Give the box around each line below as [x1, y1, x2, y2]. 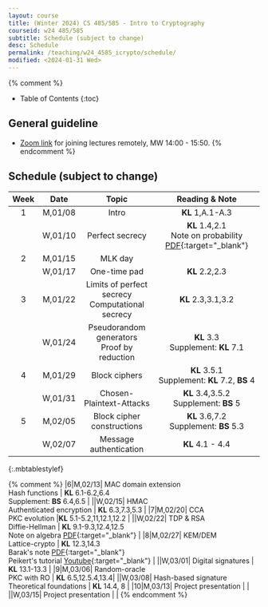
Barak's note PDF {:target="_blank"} [8, 547, 125, 557]
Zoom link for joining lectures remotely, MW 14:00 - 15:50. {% [19, 137, 222, 148]
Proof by [100, 341, 133, 352]
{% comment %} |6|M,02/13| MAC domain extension [8, 479, 181, 489]
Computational [89, 299, 145, 310]
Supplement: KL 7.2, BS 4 [158, 375, 255, 386]
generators [96, 331, 138, 343]
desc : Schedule [8, 42, 59, 50]
